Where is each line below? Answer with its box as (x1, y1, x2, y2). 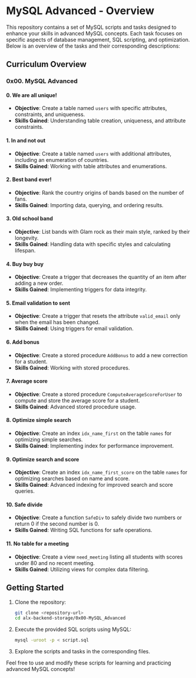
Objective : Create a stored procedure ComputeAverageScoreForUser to (14, 390, 182, 398)
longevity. (14, 234, 39, 242)
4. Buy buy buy (6, 260, 44, 267)
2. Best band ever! (6, 176, 52, 183)
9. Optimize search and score (6, 456, 79, 463)
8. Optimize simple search (6, 417, 72, 424)
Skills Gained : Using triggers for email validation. (14, 325, 134, 332)
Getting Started (6, 583, 64, 593)
